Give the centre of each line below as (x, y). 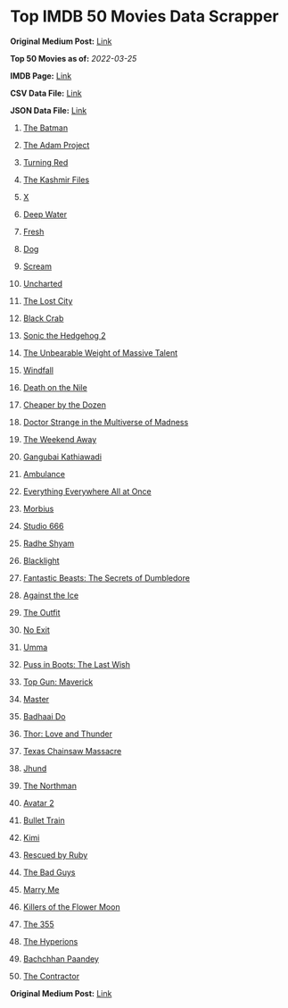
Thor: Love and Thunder (67, 734)
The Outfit (41, 612)
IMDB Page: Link (41, 76)
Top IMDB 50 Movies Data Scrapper (144, 17)
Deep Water (45, 214)
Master (36, 699)
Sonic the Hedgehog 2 (64, 335)
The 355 (38, 924)
